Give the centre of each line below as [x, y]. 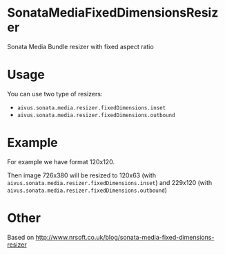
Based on [21, 237]
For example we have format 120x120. [61, 161]
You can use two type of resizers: [55, 94]
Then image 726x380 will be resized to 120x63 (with [82, 175]
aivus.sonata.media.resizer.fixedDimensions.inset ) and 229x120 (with [110, 182]
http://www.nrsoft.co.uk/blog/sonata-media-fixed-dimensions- [125, 237]
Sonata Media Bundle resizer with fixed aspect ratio [80, 46]
